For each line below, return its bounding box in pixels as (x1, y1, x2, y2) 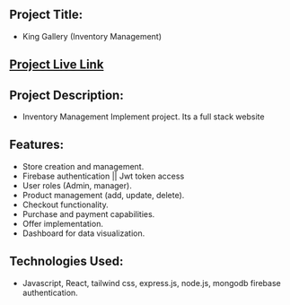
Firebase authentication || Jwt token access (22, 170, 185, 181)
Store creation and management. (22, 161, 145, 171)
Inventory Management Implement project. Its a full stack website (22, 111, 265, 122)
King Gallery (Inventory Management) (22, 30, 163, 41)
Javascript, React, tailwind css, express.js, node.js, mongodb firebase (22, 277, 281, 288)
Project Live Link (9, 57, 104, 73)
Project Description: (9, 87, 124, 102)
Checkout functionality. (22, 199, 110, 210)
